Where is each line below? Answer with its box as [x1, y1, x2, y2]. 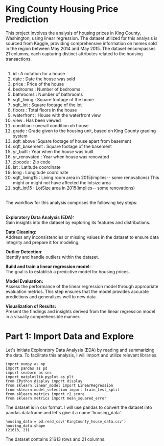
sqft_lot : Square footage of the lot [12, 102, 82, 108]
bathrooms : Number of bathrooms [12, 91, 83, 97]
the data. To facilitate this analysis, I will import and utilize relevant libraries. [5, 352, 158, 358]
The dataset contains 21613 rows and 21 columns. [5, 436, 106, 442]
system [12, 133, 28, 139]
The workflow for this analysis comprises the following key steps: [5, 200, 138, 205]
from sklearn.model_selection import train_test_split [5, 387, 120, 392]
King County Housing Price [5, 3, 118, 15]
